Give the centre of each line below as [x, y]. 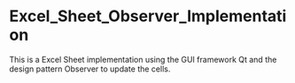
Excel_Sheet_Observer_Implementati [148, 16]
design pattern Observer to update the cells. [90, 69]
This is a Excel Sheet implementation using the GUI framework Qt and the [143, 59]
